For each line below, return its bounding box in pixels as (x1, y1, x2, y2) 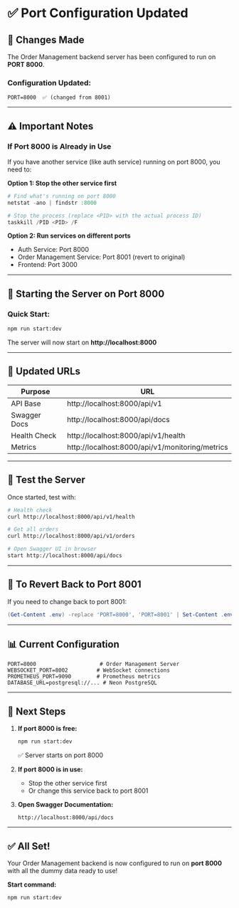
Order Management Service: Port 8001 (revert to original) (17, 253, 186, 261)
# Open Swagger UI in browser (7, 546, 97, 553)
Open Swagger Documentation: (17, 801, 114, 809)
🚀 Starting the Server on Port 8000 (7, 287, 165, 300)
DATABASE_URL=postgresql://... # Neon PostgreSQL (7, 680, 158, 687)
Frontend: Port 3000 (17, 260, 78, 269)
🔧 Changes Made (7, 33, 85, 46)
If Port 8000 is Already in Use (7, 141, 112, 151)
